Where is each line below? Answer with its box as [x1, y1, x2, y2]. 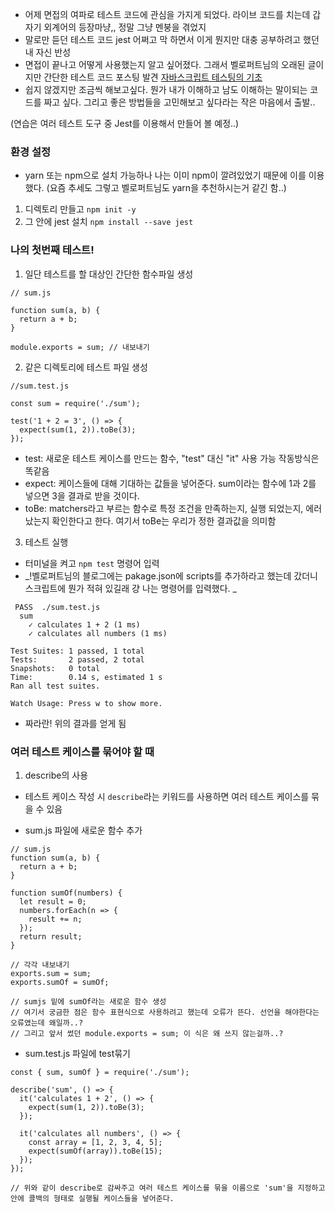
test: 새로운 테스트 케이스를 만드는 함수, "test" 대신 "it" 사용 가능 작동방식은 [24, 452, 320, 464]
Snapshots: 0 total [10, 663, 101, 673]
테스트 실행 [24, 536, 69, 548]
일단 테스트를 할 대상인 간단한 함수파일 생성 [24, 268, 194, 280]
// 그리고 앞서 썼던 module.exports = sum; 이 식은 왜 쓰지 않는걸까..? [10, 1028, 284, 1038]
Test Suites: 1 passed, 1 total [10, 646, 145, 656]
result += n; [28, 914, 83, 924]
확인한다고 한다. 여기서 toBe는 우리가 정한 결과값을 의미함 [51, 514, 277, 527]
